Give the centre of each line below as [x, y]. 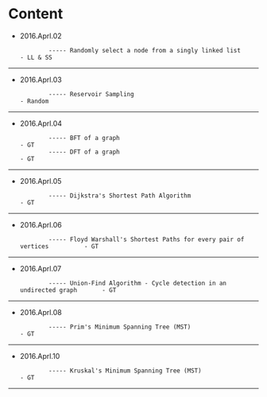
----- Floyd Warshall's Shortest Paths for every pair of [147, 239]
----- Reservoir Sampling [91, 94]
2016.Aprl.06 [41, 224]
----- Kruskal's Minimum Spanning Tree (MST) [125, 371]
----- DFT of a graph [85, 152]
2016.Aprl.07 [41, 268]
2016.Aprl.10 [40, 356]
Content [36, 14]
